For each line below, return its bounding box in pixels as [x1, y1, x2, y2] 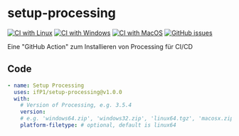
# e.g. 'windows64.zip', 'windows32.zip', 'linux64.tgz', [20, 115, 196, 122]
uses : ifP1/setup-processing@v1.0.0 [14, 88, 122, 95]
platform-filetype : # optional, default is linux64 [20, 122, 176, 129]
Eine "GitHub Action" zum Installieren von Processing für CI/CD [7, 42, 193, 51]
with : [14, 95, 31, 103]
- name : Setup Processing [7, 82, 84, 89]
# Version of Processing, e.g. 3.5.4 [20, 102, 132, 109]
